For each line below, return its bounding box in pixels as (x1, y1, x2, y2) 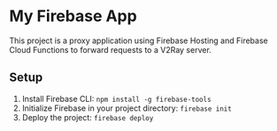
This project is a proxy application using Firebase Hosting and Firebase (9, 35, 268, 46)
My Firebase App (9, 6, 137, 26)
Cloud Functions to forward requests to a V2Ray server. (9, 44, 212, 55)
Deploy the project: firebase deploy (21, 112, 154, 122)
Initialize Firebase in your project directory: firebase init (21, 103, 232, 113)
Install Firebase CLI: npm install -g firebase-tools (21, 93, 212, 104)
